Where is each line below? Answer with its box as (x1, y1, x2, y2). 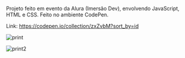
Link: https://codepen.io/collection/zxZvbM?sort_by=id (6, 23, 139, 29)
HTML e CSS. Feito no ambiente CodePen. (6, 11, 109, 18)
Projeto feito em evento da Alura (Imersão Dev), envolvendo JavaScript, (6, 5, 180, 12)
